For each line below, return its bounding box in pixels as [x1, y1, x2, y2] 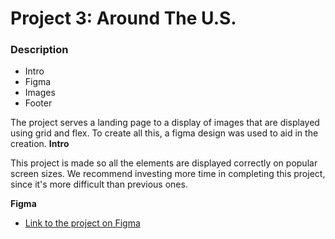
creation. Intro [10, 138, 70, 150]
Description [10, 43, 69, 57]
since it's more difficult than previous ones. [10, 178, 188, 191]
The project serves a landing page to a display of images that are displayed [10, 117, 320, 129]
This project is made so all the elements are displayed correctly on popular [10, 157, 318, 169]
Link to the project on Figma [24, 217, 141, 229]
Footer [24, 97, 53, 109]
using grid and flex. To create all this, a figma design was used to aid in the [10, 127, 319, 139]
